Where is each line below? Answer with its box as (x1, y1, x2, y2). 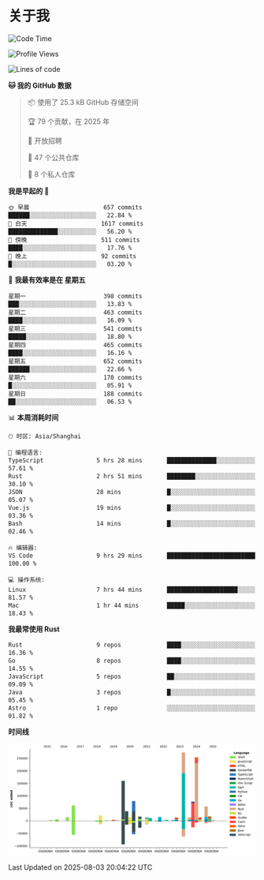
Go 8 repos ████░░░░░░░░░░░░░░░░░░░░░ (8, 657, 256, 665)
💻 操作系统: (8, 575, 46, 584)
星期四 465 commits (8, 341, 143, 349)
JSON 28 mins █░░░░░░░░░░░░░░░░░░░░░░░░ (8, 488, 256, 496)
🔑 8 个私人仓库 (27, 169, 76, 178)
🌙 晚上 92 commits (8, 252, 137, 260)
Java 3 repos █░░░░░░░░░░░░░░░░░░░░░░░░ (8, 688, 256, 696)
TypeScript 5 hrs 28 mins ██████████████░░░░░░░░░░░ (8, 456, 256, 464)
